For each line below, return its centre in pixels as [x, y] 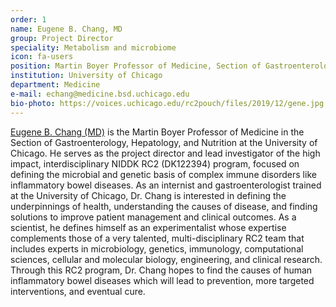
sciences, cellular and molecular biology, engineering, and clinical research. [166, 259]
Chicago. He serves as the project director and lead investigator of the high [165, 153]
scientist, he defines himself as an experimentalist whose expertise [148, 227]
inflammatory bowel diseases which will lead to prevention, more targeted [162, 280]
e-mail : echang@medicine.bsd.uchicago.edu [100, 94]
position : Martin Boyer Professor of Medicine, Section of [136, 66]
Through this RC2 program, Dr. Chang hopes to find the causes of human [161, 270]
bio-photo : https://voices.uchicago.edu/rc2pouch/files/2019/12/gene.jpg [167, 103]
